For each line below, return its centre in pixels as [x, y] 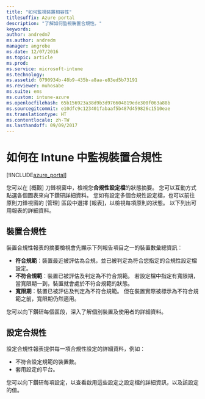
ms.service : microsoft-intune [45, 69]
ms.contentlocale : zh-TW [38, 120]
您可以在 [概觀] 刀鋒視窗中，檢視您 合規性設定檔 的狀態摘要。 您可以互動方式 [102, 188]
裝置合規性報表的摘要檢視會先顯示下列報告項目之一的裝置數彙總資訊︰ [95, 247]
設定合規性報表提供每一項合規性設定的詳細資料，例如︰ [76, 348]
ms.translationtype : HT [37, 114]
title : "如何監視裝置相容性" [39, 12]
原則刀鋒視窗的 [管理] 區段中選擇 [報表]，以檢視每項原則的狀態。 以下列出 [99, 203]
